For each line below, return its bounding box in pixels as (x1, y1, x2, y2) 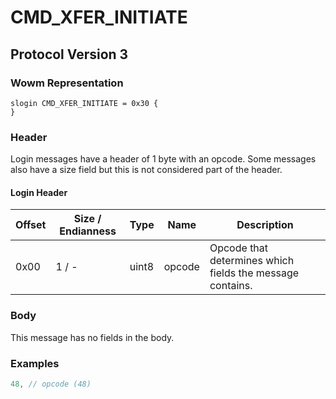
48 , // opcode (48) (10, 379, 92, 389)
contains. (209, 279, 253, 293)
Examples (10, 356, 60, 370)
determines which (209, 254, 295, 268)
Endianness (59, 224, 117, 238)
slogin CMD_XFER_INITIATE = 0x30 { (10, 98, 159, 108)
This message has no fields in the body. (10, 331, 175, 343)
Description (236, 218, 294, 232)
